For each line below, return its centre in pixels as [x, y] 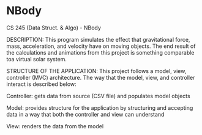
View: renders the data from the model [55, 126]
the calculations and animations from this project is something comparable [100, 52]
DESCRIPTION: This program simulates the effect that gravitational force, [98, 39]
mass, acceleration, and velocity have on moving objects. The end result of [101, 46]
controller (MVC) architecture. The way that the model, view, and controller [101, 77]
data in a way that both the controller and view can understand [85, 114]
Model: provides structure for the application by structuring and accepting [100, 107]
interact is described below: [41, 84]
